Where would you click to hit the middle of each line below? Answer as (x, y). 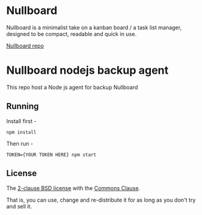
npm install (21, 132)
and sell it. (19, 206)
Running (23, 106)
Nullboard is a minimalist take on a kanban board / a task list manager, (94, 27)
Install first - (21, 121)
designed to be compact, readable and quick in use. (71, 33)
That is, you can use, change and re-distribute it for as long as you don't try (101, 200)
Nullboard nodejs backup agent (88, 70)
